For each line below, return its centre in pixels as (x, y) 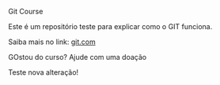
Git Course (26, 11)
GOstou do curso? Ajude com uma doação (78, 57)
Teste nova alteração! (44, 72)
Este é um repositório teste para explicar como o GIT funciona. (110, 26)
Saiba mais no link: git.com (52, 42)
